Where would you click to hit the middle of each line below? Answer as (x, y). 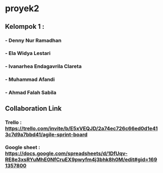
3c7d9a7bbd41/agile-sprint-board (46, 135)
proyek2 (22, 9)
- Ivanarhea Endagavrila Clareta (43, 66)
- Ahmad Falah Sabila (31, 93)
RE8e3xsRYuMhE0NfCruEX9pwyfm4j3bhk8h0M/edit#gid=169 (81, 160)
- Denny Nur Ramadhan (33, 40)
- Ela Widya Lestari (28, 53)
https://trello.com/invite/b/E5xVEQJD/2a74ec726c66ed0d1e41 (81, 128)
